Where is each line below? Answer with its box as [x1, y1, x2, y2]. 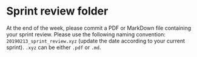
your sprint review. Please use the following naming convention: [6, 30, 165, 38]
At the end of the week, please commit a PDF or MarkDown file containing [6, 24, 192, 32]
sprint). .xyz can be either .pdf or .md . [6, 44, 101, 51]
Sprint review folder [6, 4, 109, 18]
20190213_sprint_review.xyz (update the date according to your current [6, 37, 185, 44]
